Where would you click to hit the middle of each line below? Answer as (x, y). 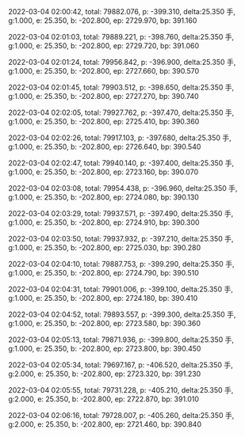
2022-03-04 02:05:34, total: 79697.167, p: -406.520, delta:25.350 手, (121, 365)
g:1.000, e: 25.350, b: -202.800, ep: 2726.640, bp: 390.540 (105, 146)
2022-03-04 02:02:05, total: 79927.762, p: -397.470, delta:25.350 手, (121, 112)
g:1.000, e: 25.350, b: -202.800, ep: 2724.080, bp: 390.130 (104, 197)
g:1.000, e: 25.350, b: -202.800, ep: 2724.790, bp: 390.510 (104, 273)
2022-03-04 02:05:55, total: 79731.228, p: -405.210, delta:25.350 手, (121, 390)
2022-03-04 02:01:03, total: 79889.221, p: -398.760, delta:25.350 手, (121, 37)
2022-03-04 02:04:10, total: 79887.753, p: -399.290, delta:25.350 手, (121, 264)
